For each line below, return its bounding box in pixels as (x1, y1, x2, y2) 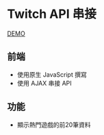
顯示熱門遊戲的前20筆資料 (16, 121, 91, 129)
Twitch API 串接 (7, 6, 97, 22)
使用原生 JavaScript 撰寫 (16, 70, 87, 79)
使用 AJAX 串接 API (16, 79, 72, 87)
